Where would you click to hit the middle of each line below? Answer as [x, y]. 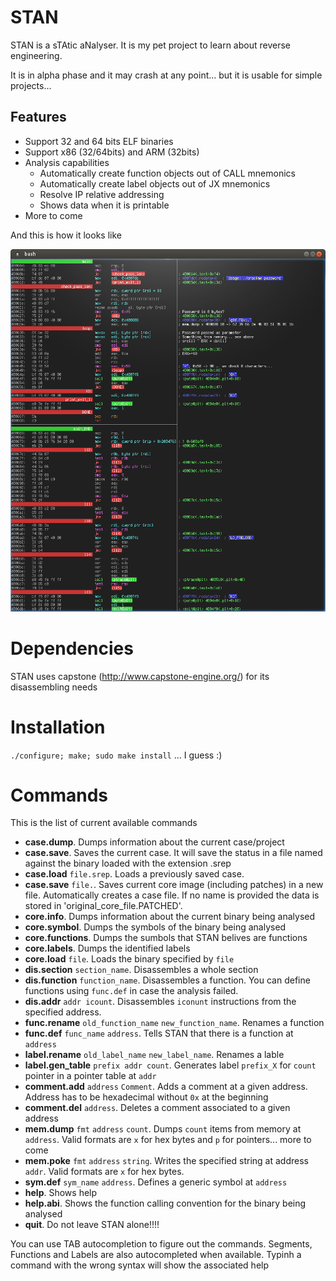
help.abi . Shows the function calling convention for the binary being [165, 1203]
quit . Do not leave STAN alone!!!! [92, 1225]
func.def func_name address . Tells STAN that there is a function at [159, 1033]
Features [38, 117]
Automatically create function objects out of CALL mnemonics [167, 173]
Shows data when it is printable [104, 205]
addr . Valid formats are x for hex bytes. [104, 1172]
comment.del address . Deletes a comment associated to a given [157, 1108]
